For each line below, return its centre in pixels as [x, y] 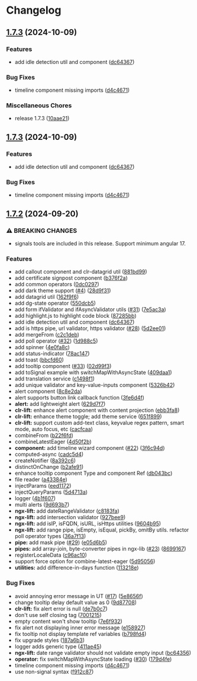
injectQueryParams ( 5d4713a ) [51, 492]
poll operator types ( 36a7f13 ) [50, 536]
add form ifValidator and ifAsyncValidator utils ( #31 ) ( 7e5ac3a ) [91, 309]
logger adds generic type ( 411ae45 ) [58, 646]
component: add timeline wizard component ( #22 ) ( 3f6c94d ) [90, 448]
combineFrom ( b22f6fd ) [44, 436]
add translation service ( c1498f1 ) [54, 379]
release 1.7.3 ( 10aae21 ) [42, 119]
